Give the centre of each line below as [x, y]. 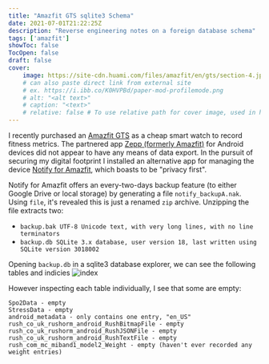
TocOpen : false [34, 53]
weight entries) [35, 352]
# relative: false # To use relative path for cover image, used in [139, 113]
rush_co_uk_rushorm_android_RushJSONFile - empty [93, 331]
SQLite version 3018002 [60, 249]
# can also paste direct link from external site [107, 83]
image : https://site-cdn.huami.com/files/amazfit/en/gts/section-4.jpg [145, 75]
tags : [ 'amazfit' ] [39, 38]
